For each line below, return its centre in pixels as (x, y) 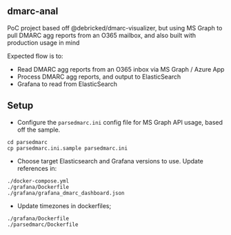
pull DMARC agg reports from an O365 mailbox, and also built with (102, 35)
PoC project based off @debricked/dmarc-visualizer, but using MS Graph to (115, 28)
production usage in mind (43, 42)
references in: (37, 168)
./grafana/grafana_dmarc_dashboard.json (66, 193)
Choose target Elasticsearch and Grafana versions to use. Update (110, 161)
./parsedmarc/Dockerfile (43, 224)
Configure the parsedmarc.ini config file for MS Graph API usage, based (120, 122)
